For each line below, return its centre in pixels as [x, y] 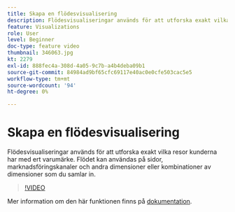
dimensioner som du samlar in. [51, 174]
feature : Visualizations [43, 27]
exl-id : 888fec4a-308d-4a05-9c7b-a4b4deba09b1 [76, 66]
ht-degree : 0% [28, 92]
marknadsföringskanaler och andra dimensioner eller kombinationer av [109, 167]
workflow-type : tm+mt [39, 79]
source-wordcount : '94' [42, 85]
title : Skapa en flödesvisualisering [62, 14]
